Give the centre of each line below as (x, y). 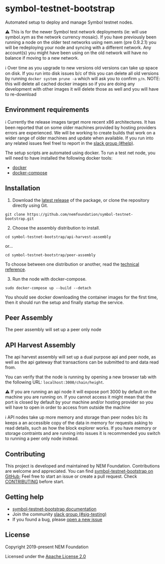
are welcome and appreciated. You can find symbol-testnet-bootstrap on (79, 471)
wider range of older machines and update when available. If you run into (79, 138)
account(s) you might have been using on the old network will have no (76, 53)
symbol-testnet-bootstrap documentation (54, 509)
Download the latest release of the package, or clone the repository (81, 200)
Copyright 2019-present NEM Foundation (47, 547)
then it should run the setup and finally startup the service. (65, 302)
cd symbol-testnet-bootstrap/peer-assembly (50, 255)
